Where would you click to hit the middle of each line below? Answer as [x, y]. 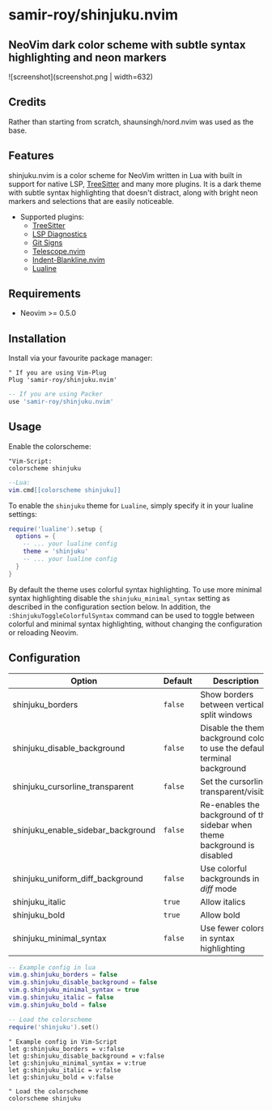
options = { [36, 536]
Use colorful [223, 868]
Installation [37, 339]
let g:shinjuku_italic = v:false [65, 1070]
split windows [226, 715]
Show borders [227, 694]
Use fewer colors [233, 928]
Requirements [45, 294]
